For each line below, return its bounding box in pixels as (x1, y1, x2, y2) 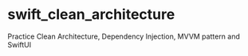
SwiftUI (7, 39, 32, 49)
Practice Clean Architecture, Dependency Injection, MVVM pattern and (7, 32, 241, 41)
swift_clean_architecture (7, 6, 175, 24)
